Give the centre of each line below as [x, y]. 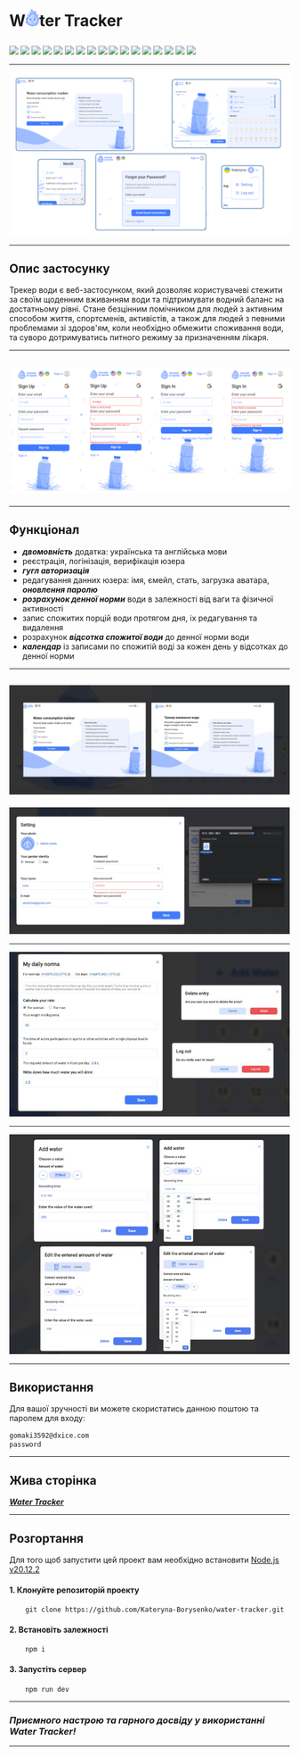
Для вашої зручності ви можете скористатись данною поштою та [134, 1409]
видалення [43, 627]
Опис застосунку [60, 268]
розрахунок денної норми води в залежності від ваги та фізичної [148, 599]
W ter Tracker [66, 21]
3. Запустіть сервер [48, 1669]
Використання [52, 1387]
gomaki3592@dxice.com [49, 1436]
